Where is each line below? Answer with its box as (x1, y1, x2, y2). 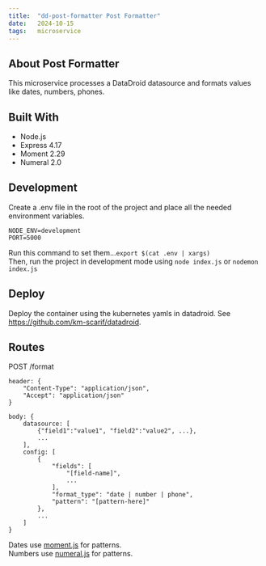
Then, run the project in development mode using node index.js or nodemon (8, 256, 259, 266)
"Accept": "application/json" (23, 391, 125, 400)
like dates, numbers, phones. (8, 87, 105, 97)
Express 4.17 (19, 141, 62, 150)
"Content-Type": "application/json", (23, 385, 150, 393)
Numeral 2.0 (19, 158, 62, 167)
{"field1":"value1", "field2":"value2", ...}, (37, 427, 197, 435)
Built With (8, 110, 59, 124)
